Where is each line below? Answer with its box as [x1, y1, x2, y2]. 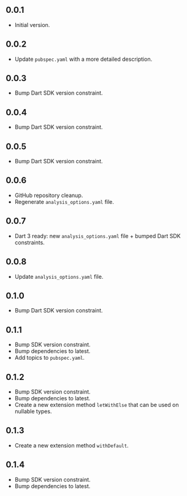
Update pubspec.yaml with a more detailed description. [14, 55, 153, 63]
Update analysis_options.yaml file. [14, 273, 104, 280]
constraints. [14, 239, 45, 246]
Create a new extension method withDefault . [14, 441, 129, 449]
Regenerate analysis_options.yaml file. [14, 198, 115, 205]
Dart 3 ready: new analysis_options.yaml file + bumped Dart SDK [14, 232, 181, 239]
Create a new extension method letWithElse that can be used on [14, 401, 179, 408]
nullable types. [14, 408, 52, 415]
